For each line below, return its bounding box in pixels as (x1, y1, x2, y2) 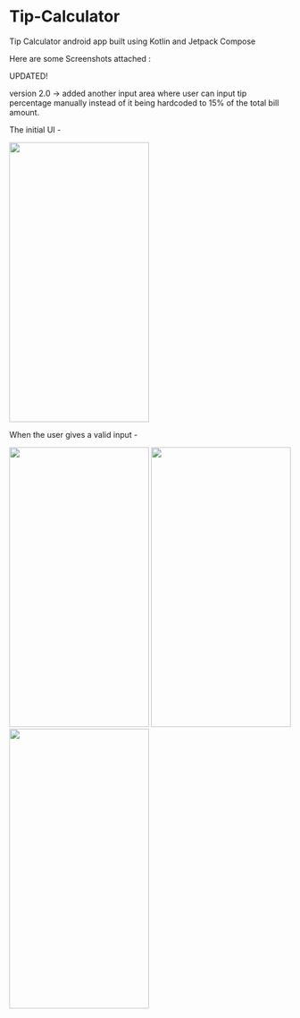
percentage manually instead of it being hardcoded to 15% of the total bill (9, 97, 279, 108)
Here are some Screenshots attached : (9, 53, 152, 64)
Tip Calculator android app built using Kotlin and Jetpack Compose (9, 36, 256, 47)
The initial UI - (9, 124, 62, 135)
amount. (9, 107, 40, 117)
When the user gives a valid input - (9, 429, 138, 440)
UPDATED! (9, 70, 49, 81)
